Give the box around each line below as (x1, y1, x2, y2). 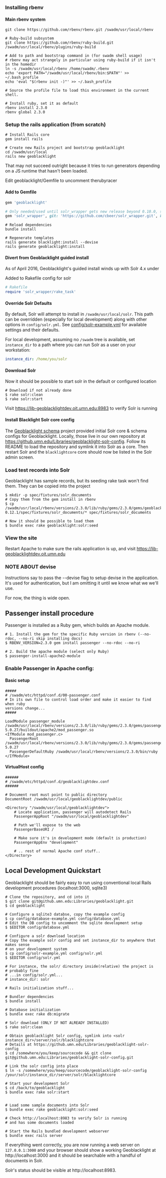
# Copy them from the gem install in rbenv (5, 497, 96, 502)
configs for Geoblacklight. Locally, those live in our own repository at (5, 433, 145, 439)
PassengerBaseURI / (14, 827, 54, 832)
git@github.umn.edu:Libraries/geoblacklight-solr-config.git (5, 1055, 134, 1060)
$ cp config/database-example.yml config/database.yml (5, 916, 121, 921)
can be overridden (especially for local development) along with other (5, 316, 147, 322)
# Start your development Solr (5, 1081, 70, 1086)
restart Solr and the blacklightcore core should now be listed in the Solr (5, 449, 152, 455)
